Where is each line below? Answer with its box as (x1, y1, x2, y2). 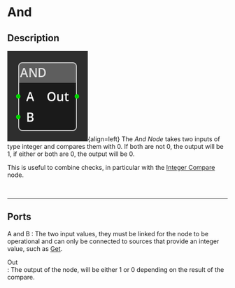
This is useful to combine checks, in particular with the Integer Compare (7, 164, 215, 171)
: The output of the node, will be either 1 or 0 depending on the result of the (7, 265, 225, 273)
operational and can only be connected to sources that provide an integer (7, 237, 220, 245)
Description (7, 32, 59, 44)
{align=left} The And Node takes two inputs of (87, 135, 220, 143)
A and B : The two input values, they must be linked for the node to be (7, 229, 208, 238)
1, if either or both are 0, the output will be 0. (7, 150, 135, 158)
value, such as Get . (7, 244, 63, 252)
